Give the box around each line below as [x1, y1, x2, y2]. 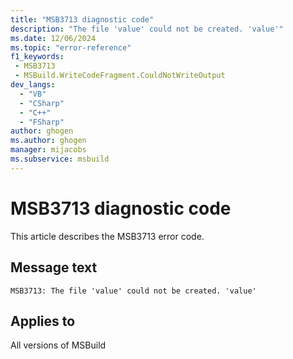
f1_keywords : [10, 52, 65, 62]
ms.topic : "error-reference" [10, 42, 132, 53]
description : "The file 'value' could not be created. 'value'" [10, 24, 284, 34]
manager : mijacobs [10, 145, 87, 155]
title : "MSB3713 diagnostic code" [10, 14, 155, 25]
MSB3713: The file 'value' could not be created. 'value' [10, 286, 257, 296]
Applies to [10, 312, 76, 330]
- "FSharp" [19, 117, 65, 127]
